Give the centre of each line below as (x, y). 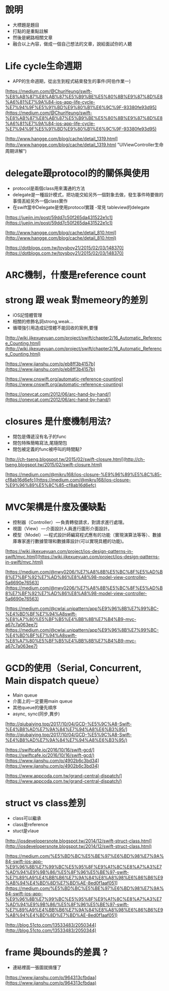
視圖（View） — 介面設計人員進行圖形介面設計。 (62, 528)
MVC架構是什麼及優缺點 (55, 507)
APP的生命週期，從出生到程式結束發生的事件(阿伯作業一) (72, 81)
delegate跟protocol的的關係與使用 (77, 173)
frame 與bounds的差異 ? (57, 952)
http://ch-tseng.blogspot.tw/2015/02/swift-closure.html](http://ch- (76, 459)
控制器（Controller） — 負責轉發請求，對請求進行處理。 (70, 522)
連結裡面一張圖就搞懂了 (37, 967)
